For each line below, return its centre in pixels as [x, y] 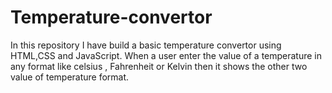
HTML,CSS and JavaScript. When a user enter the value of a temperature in [166, 55]
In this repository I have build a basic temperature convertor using [146, 45]
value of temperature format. [70, 77]
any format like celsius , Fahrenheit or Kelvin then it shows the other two [159, 66]
